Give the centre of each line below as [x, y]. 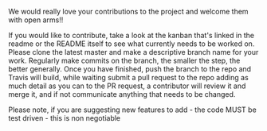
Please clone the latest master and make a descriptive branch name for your [133, 52]
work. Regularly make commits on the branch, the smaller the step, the [124, 60]
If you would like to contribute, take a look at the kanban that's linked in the [132, 35]
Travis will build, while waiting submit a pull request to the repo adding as [128, 77]
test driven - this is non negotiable [65, 118]
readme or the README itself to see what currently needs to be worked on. [132, 44]
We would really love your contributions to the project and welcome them [128, 12]
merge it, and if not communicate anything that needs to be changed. [122, 94]
